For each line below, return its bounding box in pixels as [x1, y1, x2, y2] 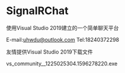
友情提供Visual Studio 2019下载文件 [6, 48, 93, 55]
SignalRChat [6, 4, 69, 18]
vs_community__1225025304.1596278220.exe [6, 60, 118, 67]
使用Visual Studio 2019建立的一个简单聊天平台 [6, 24, 119, 31]
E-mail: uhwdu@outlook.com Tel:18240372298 [6, 36, 120, 43]
